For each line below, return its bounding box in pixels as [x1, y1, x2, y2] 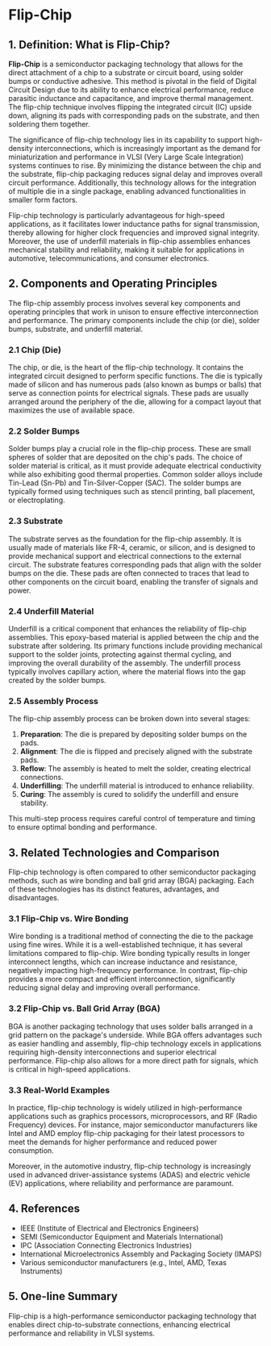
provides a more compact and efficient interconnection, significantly [8, 975, 236, 984]
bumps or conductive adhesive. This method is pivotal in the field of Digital [8, 77, 256, 86]
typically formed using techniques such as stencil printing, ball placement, [8, 487, 256, 497]
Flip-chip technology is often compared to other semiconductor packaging [8, 867, 256, 877]
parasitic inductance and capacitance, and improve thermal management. [8, 94, 254, 103]
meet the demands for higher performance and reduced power [8, 1137, 218, 1147]
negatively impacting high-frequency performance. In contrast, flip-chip [8, 966, 248, 975]
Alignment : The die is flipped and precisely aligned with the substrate [19, 747, 252, 757]
